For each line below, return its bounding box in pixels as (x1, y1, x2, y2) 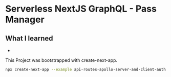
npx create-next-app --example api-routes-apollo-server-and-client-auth (5, 67, 166, 72)
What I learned (5, 34, 53, 43)
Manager (5, 14, 45, 25)
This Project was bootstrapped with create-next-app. (5, 57, 118, 63)
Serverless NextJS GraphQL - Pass (5, 3, 157, 15)
